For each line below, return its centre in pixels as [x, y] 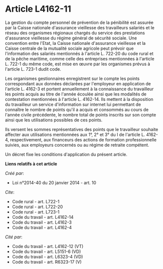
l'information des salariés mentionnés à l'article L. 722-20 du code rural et [79, 53]
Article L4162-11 [38, 9]
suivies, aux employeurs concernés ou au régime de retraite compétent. [77, 145]
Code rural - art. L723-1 [36, 212]
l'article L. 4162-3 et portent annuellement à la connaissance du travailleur [80, 89]
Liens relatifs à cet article [31, 164]
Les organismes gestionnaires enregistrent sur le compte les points [72, 78]
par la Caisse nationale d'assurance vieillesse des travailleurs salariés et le [80, 27]
